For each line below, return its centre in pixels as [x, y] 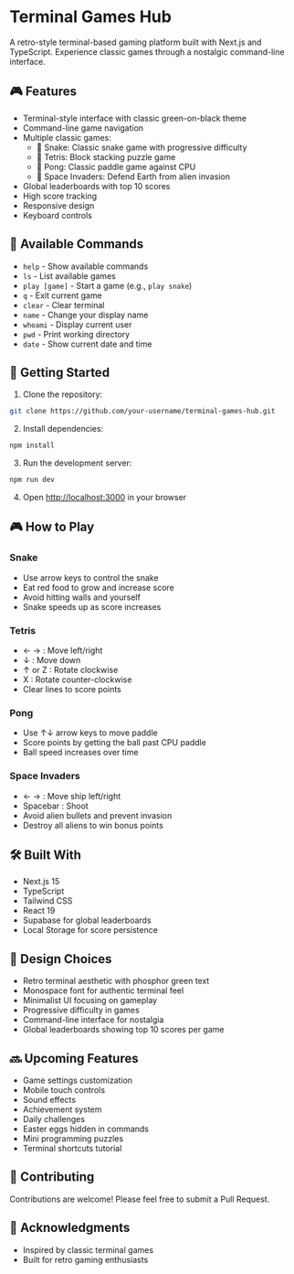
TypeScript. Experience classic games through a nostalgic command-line [147, 51]
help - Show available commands [85, 266]
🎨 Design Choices [61, 959]
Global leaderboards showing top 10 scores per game [123, 1030]
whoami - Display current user [77, 324]
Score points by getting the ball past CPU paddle [115, 743]
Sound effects [49, 1100]
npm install [32, 445]
